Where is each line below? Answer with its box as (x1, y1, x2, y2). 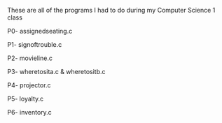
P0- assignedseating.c (7, 27, 73, 35)
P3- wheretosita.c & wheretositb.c (7, 68, 106, 75)
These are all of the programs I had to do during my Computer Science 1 (7, 6, 216, 14)
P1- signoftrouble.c (7, 41, 62, 48)
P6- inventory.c (7, 108, 53, 116)
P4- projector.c (7, 81, 51, 89)
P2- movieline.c (7, 54, 53, 62)
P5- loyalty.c (7, 94, 44, 103)
